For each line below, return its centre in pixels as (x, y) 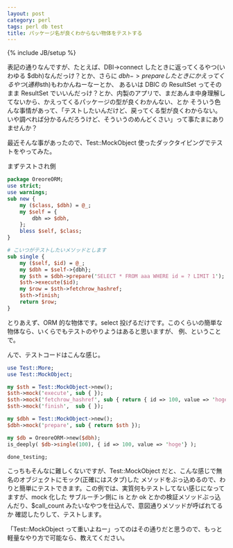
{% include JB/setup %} (42, 53)
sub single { (26, 257)
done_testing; (28, 457)
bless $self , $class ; (51, 231)
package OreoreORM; (35, 179)
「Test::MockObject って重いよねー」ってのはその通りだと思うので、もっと (115, 529)
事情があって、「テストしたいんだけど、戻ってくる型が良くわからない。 (120, 111)
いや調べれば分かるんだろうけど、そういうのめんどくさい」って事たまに (110, 120)
